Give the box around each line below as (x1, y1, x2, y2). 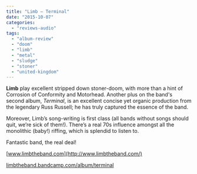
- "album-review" (11, 36, 54, 42)
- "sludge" (11, 58, 38, 63)
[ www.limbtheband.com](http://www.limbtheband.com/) (6, 150, 142, 158)
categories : (6, 19, 35, 25)
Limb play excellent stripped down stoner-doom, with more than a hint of (6, 85, 183, 92)
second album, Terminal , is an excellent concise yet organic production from (6, 98, 192, 105)
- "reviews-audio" (11, 25, 57, 31)
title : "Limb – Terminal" (6, 8, 69, 15)
